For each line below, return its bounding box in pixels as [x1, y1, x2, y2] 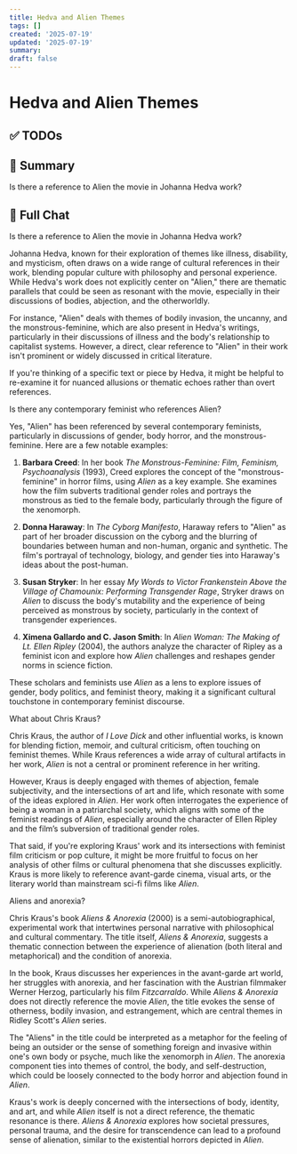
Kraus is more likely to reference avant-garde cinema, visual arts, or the [9, 869, 272, 880]
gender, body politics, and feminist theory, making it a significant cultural [9, 686, 276, 698]
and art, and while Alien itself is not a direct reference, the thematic [9, 1106, 255, 1117]
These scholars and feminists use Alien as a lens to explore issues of [9, 677, 261, 688]
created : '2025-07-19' [9, 29, 93, 38]
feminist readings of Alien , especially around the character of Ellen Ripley [9, 814, 277, 825]
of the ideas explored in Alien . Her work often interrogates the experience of [9, 795, 289, 805]
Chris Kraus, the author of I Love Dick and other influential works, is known [9, 731, 284, 741]
